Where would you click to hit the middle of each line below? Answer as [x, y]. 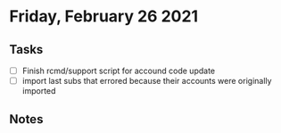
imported [39, 91]
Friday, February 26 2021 [104, 17]
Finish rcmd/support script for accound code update [119, 71]
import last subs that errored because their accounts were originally [147, 81]
